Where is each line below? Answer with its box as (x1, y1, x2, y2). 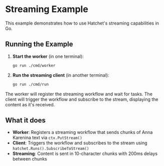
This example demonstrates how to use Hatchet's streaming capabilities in (5, 20, 159, 26)
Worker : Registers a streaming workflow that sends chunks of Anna (12, 129, 153, 135)
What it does (5, 116, 46, 124)
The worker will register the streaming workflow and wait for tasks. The (5, 91, 153, 97)
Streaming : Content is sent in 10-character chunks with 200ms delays (12, 150, 158, 156)
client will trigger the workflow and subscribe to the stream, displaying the (5, 96, 158, 102)
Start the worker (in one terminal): (12, 53, 84, 59)
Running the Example (5, 40, 74, 49)
